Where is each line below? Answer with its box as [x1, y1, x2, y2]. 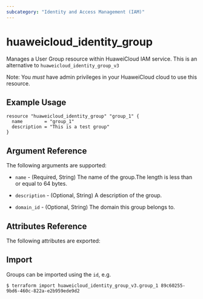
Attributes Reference [6, 221, 87, 231]
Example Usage [6, 97, 67, 107]
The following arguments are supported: [6, 162, 107, 169]
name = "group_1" [12, 119, 75, 125]
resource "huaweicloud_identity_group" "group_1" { [6, 113, 139, 119]
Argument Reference [6, 146, 87, 156]
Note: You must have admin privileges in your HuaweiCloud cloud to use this [6, 73, 198, 81]
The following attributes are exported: [6, 237, 101, 244]
